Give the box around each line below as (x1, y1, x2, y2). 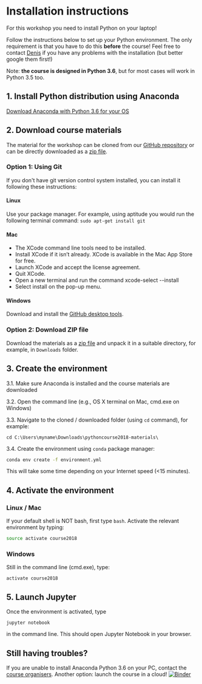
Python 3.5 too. (6, 74, 45, 81)
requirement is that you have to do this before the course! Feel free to (6, 43, 181, 50)
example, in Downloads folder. (6, 346, 79, 353)
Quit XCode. (15, 270, 46, 278)
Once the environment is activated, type (6, 608, 107, 615)
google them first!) (6, 55, 53, 63)
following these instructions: (6, 183, 77, 190)
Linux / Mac (6, 503, 42, 511)
